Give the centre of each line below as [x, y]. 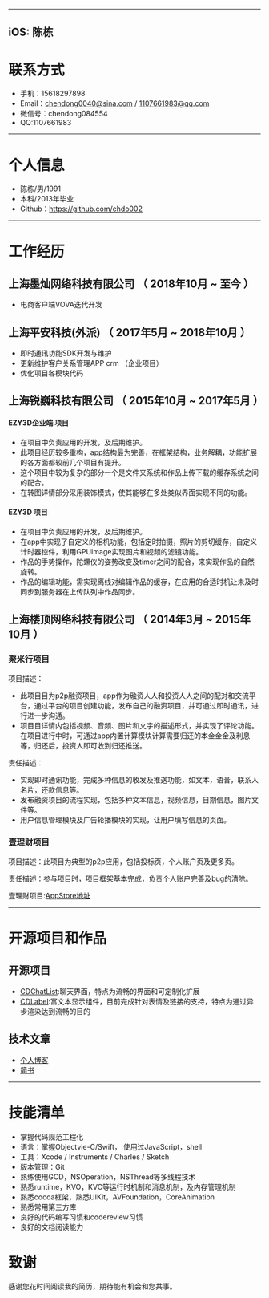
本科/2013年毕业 [47, 199]
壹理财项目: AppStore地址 [49, 895]
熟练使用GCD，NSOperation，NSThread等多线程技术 [108, 1177]
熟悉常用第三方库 [48, 1207]
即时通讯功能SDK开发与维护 [66, 353]
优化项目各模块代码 [52, 373]
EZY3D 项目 [28, 512]
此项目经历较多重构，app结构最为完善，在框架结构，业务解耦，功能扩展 [139, 452]
